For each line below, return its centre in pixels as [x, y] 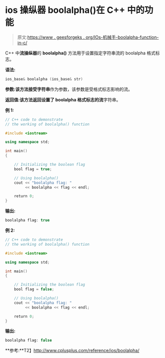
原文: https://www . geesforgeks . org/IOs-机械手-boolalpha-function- [88, 37]
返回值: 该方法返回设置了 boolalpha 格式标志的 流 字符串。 [63, 100]
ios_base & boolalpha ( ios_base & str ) [44, 79]
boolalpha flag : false [28, 340]
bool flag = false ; [34, 289]
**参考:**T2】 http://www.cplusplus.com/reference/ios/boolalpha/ [72, 351]
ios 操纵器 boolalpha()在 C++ [65, 10]
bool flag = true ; [33, 169]
